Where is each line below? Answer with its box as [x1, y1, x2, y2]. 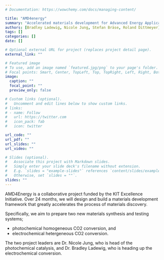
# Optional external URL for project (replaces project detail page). [5, 47, 152, 52]
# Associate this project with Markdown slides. [5, 159, 110, 165]
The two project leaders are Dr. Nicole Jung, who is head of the [5, 240, 133, 246]
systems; [5, 216, 23, 222]
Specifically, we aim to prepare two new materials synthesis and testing [5, 210, 149, 217]
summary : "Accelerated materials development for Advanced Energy [5, 20, 143, 25]
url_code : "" [5, 132, 32, 137]
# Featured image [5, 60, 41, 66]
